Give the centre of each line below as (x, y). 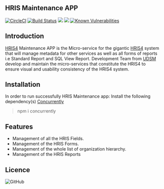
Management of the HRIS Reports (46, 154)
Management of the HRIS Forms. (45, 144)
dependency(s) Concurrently (35, 102)
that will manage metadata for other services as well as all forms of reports (81, 53)
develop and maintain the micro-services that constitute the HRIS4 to (75, 64)
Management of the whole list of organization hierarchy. (69, 149)
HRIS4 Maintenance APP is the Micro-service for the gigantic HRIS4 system (82, 48)
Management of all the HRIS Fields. (48, 139)
